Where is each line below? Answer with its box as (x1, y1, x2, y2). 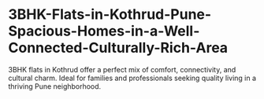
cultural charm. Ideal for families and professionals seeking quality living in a (8, 73, 257, 82)
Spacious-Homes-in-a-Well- (8, 22, 200, 40)
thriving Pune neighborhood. (8, 81, 102, 91)
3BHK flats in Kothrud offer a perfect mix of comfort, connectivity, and (8, 64, 236, 74)
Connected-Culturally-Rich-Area (8, 39, 229, 57)
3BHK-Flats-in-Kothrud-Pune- (8, 5, 212, 24)
